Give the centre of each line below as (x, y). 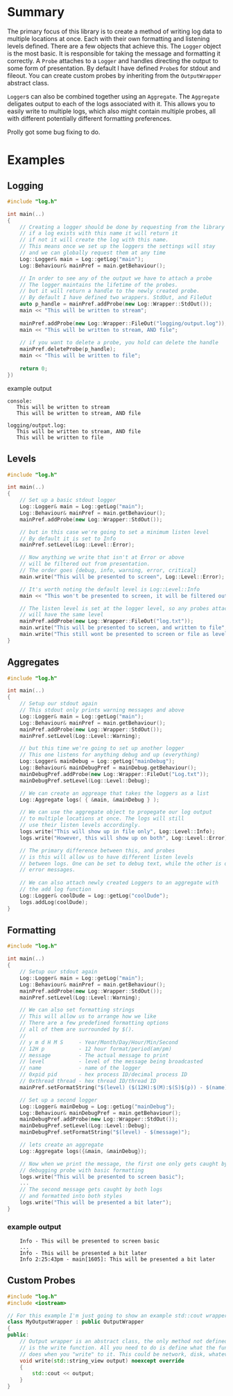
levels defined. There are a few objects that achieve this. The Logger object (114, 46)
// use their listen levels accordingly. (80, 825)
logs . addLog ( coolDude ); (54, 902)
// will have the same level (62, 615)
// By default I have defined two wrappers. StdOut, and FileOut (116, 298)
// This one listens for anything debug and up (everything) (110, 755)
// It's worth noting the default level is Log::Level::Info (110, 589)
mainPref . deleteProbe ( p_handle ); (68, 349)
